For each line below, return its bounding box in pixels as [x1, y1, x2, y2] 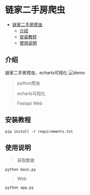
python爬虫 [17, 80, 40, 86]
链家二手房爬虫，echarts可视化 [5, 70, 67, 75]
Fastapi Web [17, 100, 43, 106]
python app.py [5, 185, 34, 190]
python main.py [5, 167, 36, 172]
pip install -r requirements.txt [5, 129, 73, 134]
